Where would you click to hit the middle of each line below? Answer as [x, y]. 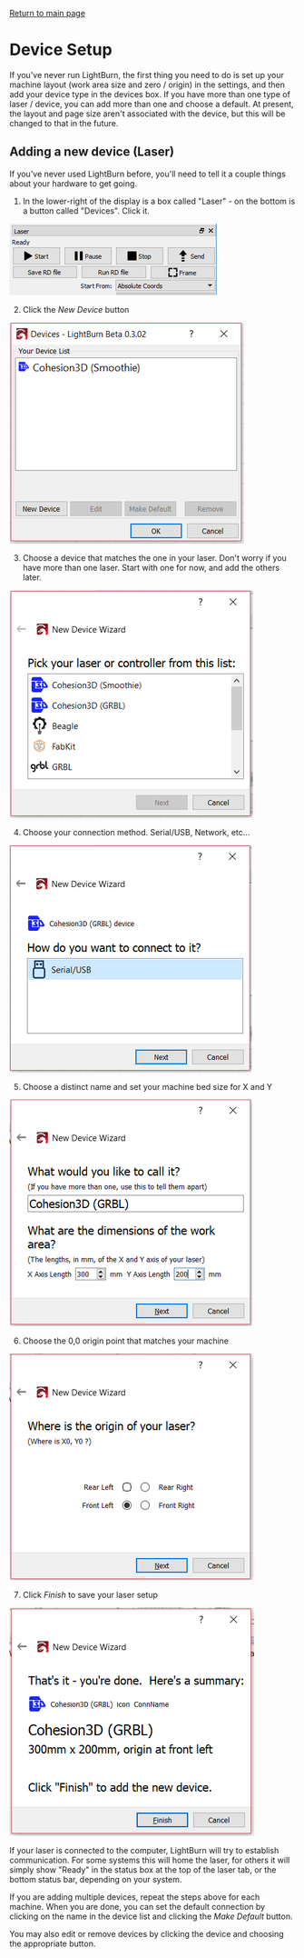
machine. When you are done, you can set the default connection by [137, 1906]
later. [32, 577]
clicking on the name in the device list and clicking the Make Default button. [151, 1916]
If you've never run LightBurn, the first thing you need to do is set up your [147, 75]
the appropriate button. [53, 1943]
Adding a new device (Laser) [92, 152]
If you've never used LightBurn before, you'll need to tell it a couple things [147, 174]
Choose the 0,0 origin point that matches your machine [126, 1341]
